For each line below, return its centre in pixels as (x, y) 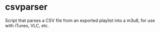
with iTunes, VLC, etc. (27, 25)
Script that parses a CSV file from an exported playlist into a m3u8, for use (80, 20)
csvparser (26, 7)
